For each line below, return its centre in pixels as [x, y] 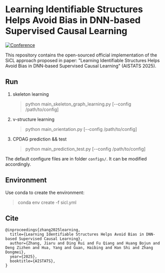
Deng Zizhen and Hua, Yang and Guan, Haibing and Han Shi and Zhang [79, 248]
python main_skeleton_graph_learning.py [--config [78, 104]
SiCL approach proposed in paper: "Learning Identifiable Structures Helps [82, 60]
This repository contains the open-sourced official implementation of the [81, 55]
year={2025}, [24, 257]
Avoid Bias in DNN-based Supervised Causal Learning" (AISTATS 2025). [81, 66]
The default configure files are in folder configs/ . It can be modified [76, 158]
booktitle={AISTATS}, [33, 261]
